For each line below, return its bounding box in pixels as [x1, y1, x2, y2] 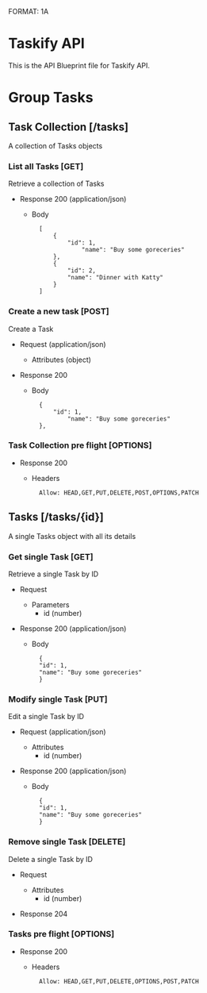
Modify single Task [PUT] [8, 694, 108, 705]
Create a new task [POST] [8, 306, 109, 317]
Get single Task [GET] [8, 551, 94, 562]
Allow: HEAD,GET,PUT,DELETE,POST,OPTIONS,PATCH [38, 488, 200, 497]
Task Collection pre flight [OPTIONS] [8, 440, 152, 451]
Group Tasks [8, 89, 94, 106]
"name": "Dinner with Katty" [67, 274, 164, 282]
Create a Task [8, 324, 54, 333]
